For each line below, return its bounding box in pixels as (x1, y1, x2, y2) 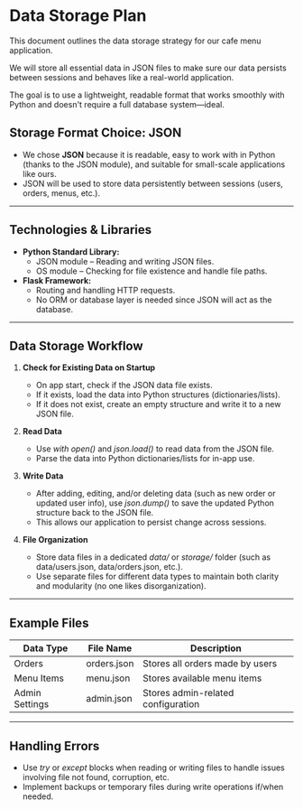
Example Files (9, 615, 89, 630)
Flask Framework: (22, 274, 92, 285)
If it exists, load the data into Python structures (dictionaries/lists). (35, 389, 281, 400)
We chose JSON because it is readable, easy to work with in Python (22, 149, 276, 160)
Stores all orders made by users (142, 657, 278, 670)
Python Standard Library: (22, 246, 120, 257)
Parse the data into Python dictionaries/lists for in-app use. (35, 453, 255, 464)
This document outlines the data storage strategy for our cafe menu (9, 35, 262, 46)
